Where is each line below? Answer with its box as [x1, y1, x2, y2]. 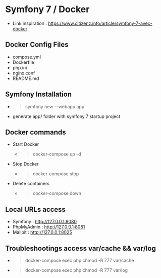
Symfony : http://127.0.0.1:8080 [12, 219, 77, 225]
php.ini [12, 64, 27, 70]
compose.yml [12, 54, 41, 60]
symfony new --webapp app [25, 103, 85, 109]
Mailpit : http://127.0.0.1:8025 [12, 229, 72, 235]
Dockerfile [12, 59, 34, 65]
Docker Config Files [5, 41, 69, 49]
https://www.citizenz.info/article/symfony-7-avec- [47, 20, 152, 26]
